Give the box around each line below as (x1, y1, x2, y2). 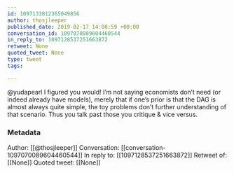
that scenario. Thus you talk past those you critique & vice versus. (7, 110, 198, 118)
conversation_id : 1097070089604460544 (7, 29, 121, 37)
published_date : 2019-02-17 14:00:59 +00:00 (7, 23, 139, 30)
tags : (7, 62, 23, 69)
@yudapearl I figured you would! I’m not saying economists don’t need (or (7, 88, 221, 96)
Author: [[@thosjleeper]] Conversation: (7, 143, 120, 151)
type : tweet (7, 56, 42, 63)
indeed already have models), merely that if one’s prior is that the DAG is (7, 95, 216, 104)
